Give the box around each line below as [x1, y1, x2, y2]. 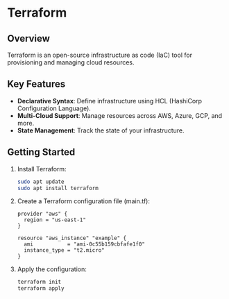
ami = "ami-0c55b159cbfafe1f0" [24, 241, 146, 248]
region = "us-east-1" [24, 216, 87, 223]
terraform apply [17, 285, 65, 292]
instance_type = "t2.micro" [24, 247, 105, 254]
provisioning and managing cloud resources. [7, 58, 135, 67]
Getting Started [7, 146, 76, 158]
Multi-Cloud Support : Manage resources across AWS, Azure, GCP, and [17, 111, 223, 119]
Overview [7, 33, 51, 44]
